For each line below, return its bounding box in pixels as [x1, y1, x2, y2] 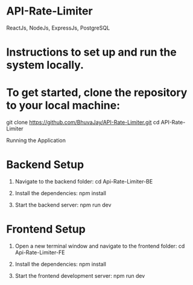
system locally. [6, 59, 84, 72]
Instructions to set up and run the [6, 45, 177, 59]
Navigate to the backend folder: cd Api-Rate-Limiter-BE [14, 178, 153, 185]
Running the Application [6, 137, 66, 144]
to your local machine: [6, 98, 121, 112]
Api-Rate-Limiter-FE [14, 249, 65, 256]
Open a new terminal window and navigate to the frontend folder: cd [14, 242, 185, 249]
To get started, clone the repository [6, 86, 188, 100]
